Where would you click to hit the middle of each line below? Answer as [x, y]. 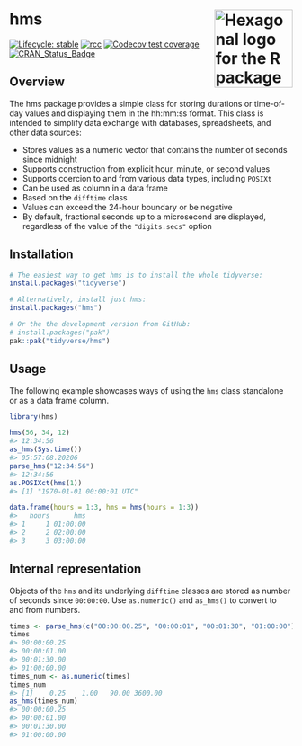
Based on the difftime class [75, 197]
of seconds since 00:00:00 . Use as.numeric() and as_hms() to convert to [143, 600]
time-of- [270, 103]
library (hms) [34, 417]
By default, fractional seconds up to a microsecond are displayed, [144, 217]
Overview [37, 82]
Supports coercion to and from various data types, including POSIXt [147, 178]
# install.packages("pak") [60, 333]
